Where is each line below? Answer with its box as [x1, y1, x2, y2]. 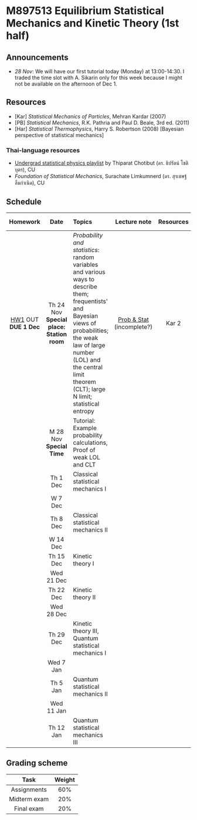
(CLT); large [73, 385, 106, 393]
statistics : [73, 246, 100, 254]
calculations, [73, 438, 108, 447]
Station [46, 330, 67, 338]
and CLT [73, 460, 96, 468]
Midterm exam [9, 795, 49, 803]
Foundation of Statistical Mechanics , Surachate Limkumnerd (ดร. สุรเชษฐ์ [14, 173, 187, 180]
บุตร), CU [14, 166, 36, 173]
